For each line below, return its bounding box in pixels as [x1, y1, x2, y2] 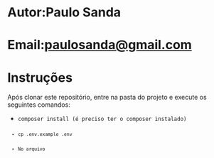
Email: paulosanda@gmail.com [7, 37, 192, 53]
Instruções [7, 69, 73, 85]
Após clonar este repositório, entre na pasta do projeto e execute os [7, 93, 208, 102]
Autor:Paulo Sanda [7, 4, 122, 21]
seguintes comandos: [7, 100, 71, 109]
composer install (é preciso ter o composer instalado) [17, 115, 187, 123]
